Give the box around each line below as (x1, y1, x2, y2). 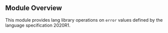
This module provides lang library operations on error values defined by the (5, 17, 163, 23)
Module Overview (5, 4, 62, 12)
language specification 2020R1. (5, 22, 71, 28)
